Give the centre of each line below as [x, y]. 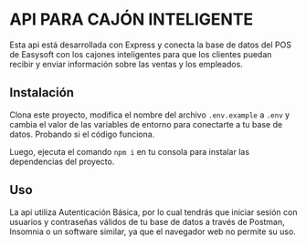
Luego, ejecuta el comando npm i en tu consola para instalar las [129, 151]
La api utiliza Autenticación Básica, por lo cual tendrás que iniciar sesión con [153, 212]
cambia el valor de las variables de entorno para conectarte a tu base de [146, 124]
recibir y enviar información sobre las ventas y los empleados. [127, 64]
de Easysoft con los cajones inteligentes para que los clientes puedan [141, 54]
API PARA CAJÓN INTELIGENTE [132, 20]
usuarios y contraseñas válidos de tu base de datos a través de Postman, [147, 221]
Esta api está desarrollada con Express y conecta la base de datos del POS [151, 45]
